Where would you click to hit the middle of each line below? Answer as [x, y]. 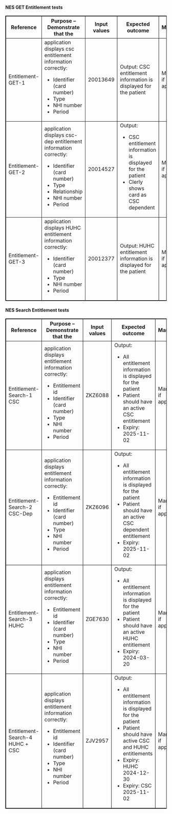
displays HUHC [62, 228]
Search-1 [20, 395]
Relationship [68, 191]
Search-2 [20, 507]
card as [138, 195]
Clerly [136, 182]
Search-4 [20, 738]
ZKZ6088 [97, 395]
